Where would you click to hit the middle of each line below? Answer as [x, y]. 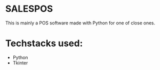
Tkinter [20, 63]
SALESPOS [29, 9]
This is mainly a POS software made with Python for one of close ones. [80, 23]
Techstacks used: [44, 43]
